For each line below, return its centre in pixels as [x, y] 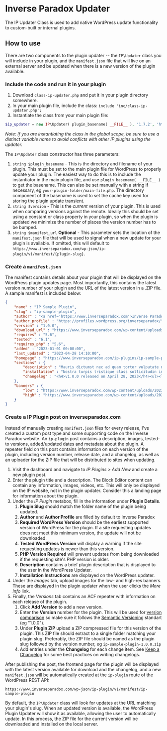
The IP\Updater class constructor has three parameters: [63, 154]
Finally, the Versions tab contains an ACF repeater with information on [84, 596]
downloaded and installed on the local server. [52, 724]
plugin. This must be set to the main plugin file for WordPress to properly [87, 169]
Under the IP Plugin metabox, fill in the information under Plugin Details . [86, 501]
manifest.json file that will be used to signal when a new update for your [87, 238]
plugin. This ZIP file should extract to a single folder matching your [88, 633]
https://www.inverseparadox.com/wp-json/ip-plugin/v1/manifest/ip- [77, 689]
